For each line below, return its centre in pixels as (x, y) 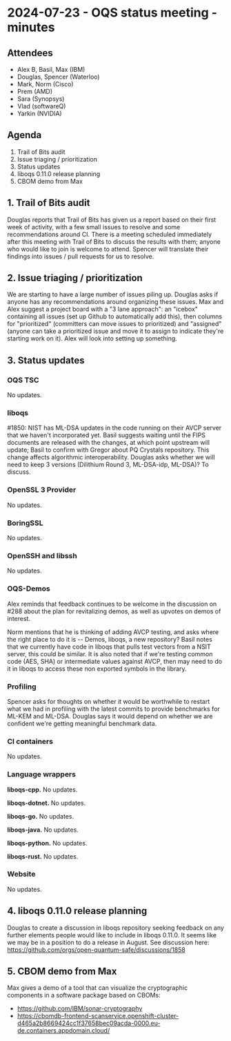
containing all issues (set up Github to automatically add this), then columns (115, 316)
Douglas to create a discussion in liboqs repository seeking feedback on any (115, 928)
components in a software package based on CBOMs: (84, 995)
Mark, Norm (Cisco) (45, 84)
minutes (31, 27)
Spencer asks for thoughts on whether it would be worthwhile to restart (109, 701)
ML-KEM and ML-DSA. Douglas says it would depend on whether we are (110, 716)
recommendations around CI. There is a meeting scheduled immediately (110, 234)
